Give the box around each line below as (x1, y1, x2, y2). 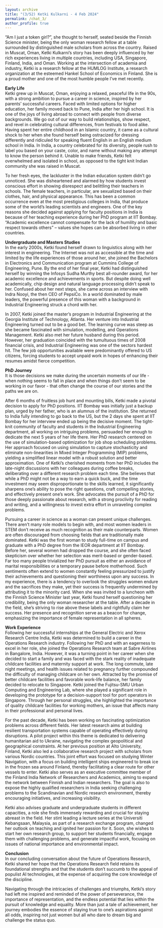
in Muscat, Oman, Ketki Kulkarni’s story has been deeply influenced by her (5, 50, 154, 56)
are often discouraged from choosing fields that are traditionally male (5, 532, 144, 538)
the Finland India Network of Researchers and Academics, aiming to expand (5, 774, 158, 780)
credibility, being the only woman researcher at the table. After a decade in (5, 600, 155, 606)
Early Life (5, 85, 25, 91)
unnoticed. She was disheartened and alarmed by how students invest (5, 178, 146, 184)
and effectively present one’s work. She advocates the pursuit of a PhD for (5, 491, 155, 497)
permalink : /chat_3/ (5, 16, 47, 21)
